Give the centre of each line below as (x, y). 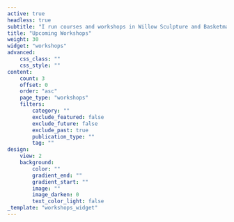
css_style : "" (40, 65)
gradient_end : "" (57, 175)
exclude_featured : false (68, 117)
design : (18, 150)
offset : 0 (34, 85)
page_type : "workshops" (54, 98)
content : (20, 72)
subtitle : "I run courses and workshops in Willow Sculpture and (104, 26)
